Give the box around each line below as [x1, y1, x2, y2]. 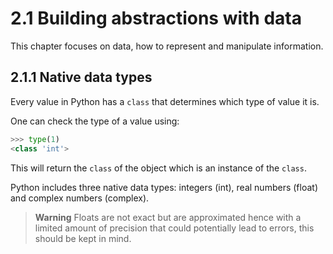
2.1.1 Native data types [10, 69, 153, 86]
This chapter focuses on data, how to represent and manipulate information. [10, 40, 324, 52]
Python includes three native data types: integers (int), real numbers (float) [10, 181, 318, 193]
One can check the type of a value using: [10, 115, 180, 127]
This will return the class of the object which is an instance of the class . [10, 162, 307, 174]
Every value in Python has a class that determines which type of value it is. [10, 95, 320, 107]
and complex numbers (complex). [10, 192, 150, 204]
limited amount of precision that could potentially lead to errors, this [34, 222, 315, 234]
